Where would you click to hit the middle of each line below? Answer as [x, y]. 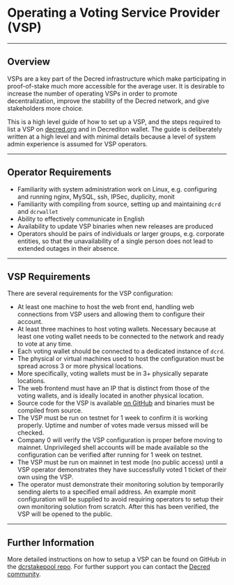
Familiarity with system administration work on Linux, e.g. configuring [117, 189]
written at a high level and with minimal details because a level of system [111, 136]
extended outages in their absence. [68, 248]
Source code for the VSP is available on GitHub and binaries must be [116, 403]
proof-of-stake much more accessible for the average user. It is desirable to [116, 86]
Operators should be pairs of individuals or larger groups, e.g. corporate [121, 233]
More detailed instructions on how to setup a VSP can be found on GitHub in [117, 559]
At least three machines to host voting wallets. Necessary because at [116, 329]
